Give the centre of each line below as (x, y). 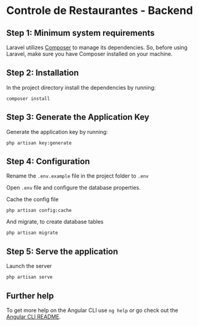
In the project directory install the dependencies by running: (81, 87)
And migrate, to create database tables (55, 222)
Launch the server (29, 266)
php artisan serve (29, 277)
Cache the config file (32, 199)
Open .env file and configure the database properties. (73, 188)
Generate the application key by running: (57, 131)
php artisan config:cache (39, 211)
